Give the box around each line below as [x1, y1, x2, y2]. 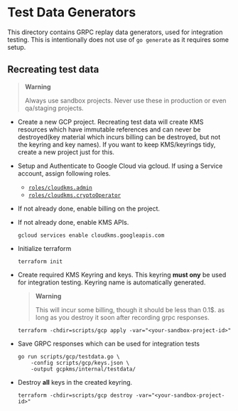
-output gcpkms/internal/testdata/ [31, 365, 136, 373]
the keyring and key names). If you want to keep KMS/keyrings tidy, [17, 140, 216, 149]
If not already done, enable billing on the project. [17, 204, 161, 213]
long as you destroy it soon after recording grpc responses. [35, 313, 210, 321]
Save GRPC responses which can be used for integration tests [17, 339, 200, 348]
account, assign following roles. [17, 169, 112, 178]
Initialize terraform [17, 244, 72, 252]
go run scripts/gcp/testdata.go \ [17, 353, 120, 360]
